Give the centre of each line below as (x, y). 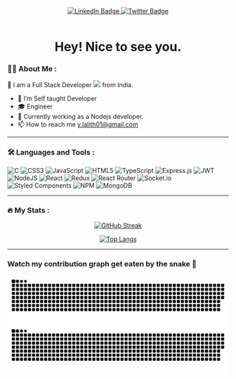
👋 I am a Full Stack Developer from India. (70, 85)
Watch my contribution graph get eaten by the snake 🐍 (102, 264)
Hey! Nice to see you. (118, 47)
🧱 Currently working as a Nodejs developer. (80, 117)
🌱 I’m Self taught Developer (57, 98)
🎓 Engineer (35, 107)
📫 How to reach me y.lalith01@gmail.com (78, 124)
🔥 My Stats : (28, 210)
